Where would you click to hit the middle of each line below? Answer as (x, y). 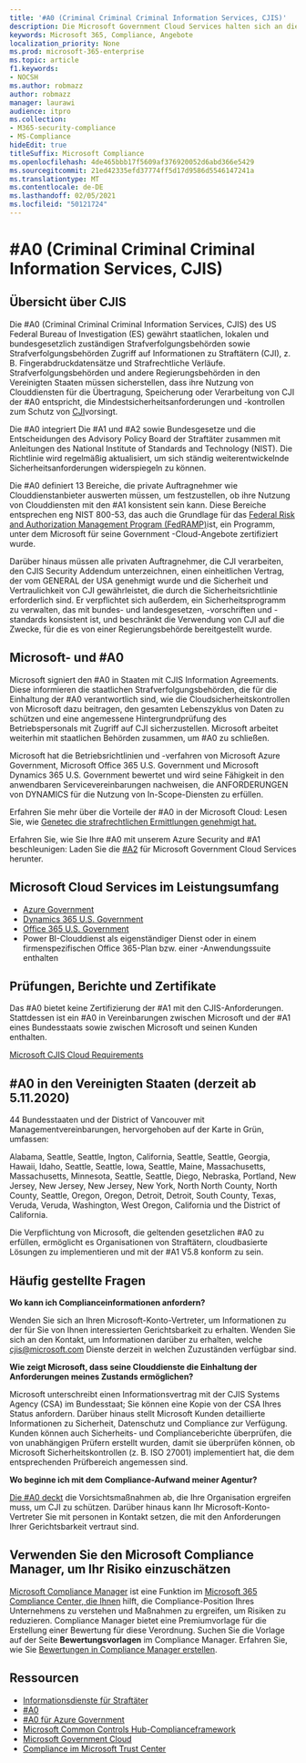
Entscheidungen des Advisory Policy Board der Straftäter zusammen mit (145, 438)
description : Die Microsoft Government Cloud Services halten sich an (146, 26)
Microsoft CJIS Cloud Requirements (76, 1055)
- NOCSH (24, 77)
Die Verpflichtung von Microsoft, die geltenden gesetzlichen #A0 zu (137, 1232)
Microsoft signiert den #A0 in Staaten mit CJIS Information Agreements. (144, 679)
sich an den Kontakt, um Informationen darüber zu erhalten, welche (136, 1339)
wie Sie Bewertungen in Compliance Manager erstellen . (113, 1649)
